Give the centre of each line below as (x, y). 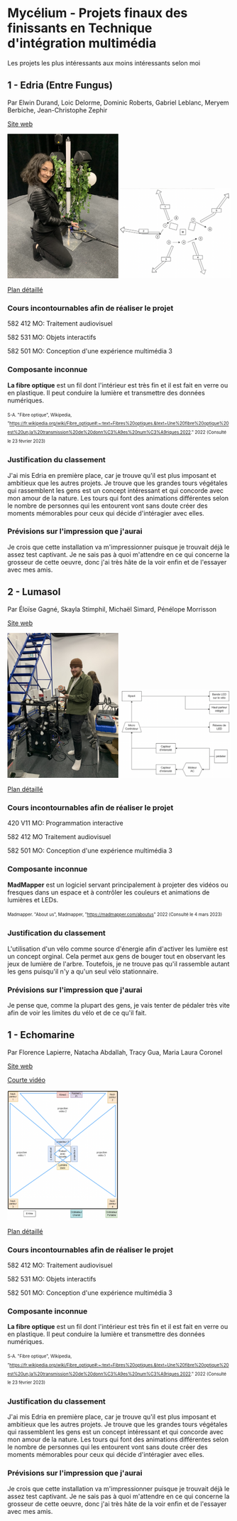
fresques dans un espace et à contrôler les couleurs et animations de (109, 892)
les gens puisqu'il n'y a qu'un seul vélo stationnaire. (83, 971)
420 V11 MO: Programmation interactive (65, 823)
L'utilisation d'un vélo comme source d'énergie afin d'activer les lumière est (118, 949)
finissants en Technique (80, 28)
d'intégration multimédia (82, 43)
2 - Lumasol (34, 592)
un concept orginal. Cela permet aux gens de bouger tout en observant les (116, 956)
